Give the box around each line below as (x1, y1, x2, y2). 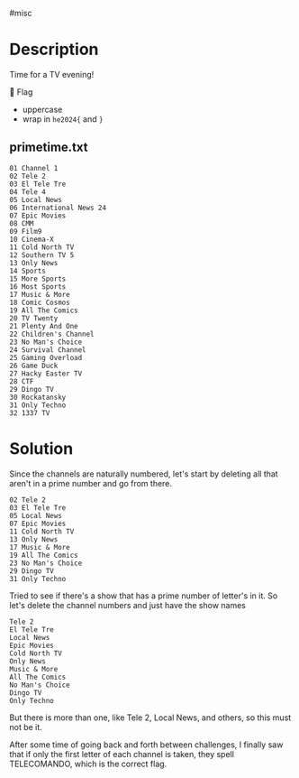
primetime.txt (9, 140, 88, 155)
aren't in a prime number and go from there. (9, 477, 173, 488)
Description (9, 40, 99, 60)
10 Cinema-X (9, 235, 54, 244)
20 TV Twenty (9, 313, 59, 323)
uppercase (22, 104, 63, 115)
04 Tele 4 (9, 187, 47, 197)
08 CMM (9, 218, 34, 228)
